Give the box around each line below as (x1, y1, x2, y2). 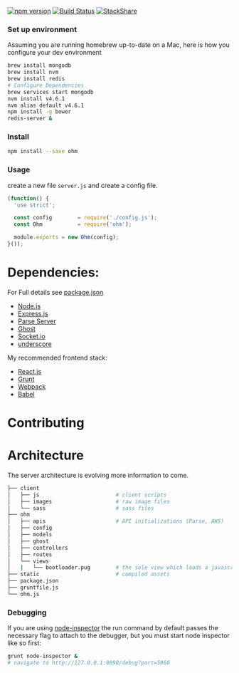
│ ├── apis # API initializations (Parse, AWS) (7, 518, 224, 525)
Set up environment (7, 24, 77, 34)
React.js (17, 367, 42, 375)
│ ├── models (7, 531, 53, 538)
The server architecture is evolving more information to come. (7, 471, 189, 479)
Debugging (7, 607, 47, 617)
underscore (17, 339, 52, 348)
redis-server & (7, 115, 53, 122)
